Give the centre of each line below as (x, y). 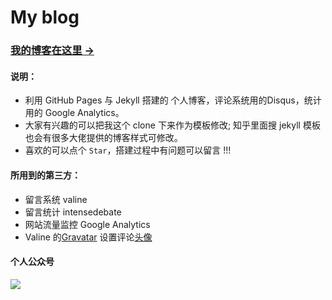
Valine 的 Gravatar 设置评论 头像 (88, 237)
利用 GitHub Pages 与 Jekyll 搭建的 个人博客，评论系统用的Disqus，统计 (173, 100)
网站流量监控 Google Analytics (87, 224)
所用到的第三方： (45, 175)
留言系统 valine (56, 199)
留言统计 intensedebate (73, 212)
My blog (45, 17)
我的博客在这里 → (52, 51)
